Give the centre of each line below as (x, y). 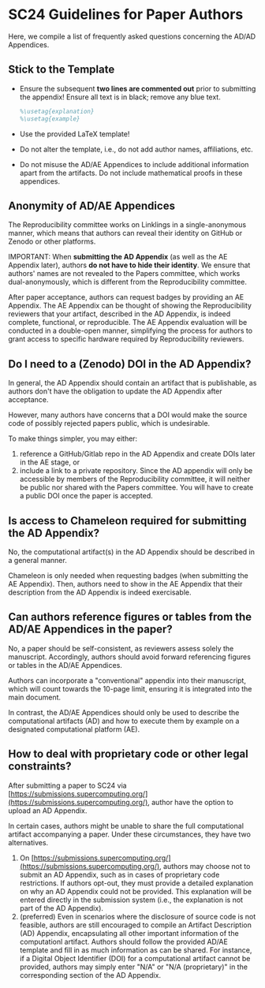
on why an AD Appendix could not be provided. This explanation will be (136, 891)
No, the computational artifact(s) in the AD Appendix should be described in (131, 552)
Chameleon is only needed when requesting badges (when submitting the (128, 575)
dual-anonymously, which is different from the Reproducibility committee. (127, 282)
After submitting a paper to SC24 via (68, 785)
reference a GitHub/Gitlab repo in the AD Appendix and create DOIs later (137, 454)
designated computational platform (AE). (74, 729)
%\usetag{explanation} (57, 111)
